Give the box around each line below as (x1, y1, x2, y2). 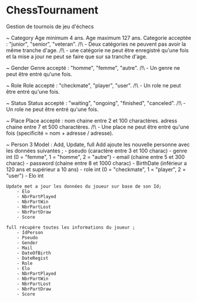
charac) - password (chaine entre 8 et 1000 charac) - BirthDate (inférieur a (6, 160, 187, 167)
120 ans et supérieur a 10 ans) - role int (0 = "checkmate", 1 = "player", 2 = (6, 165, 186, 173)
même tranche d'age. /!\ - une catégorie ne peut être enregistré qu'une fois (6, 46, 189, 53)
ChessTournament (6, 4, 99, 17)
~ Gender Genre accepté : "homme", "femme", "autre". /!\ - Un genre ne (6, 64, 181, 71)
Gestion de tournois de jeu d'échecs (6, 23, 94, 30)
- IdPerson (16, 229, 44, 235)
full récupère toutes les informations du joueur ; (6, 224, 135, 230)
